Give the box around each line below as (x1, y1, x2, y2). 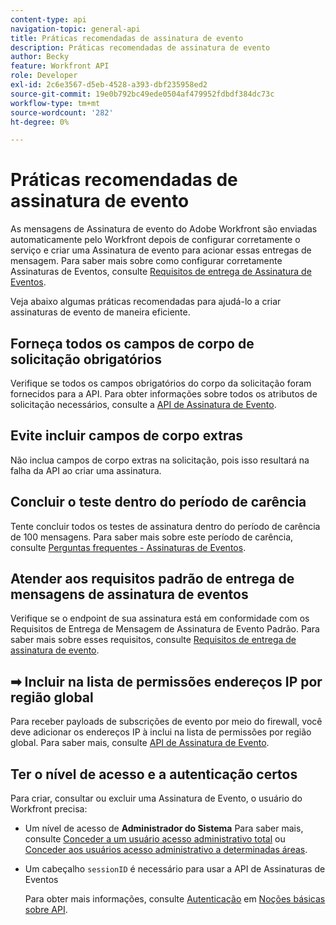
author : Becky (10, 52, 70, 62)
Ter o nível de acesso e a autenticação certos (10, 766, 298, 783)
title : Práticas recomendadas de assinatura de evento (10, 33, 244, 43)
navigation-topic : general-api (10, 24, 141, 34)
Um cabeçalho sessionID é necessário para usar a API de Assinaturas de (24, 863, 326, 875)
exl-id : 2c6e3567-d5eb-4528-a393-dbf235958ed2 (10, 80, 208, 90)
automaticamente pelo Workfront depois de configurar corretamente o (10, 234, 301, 246)
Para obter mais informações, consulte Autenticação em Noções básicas (24, 893, 326, 905)
